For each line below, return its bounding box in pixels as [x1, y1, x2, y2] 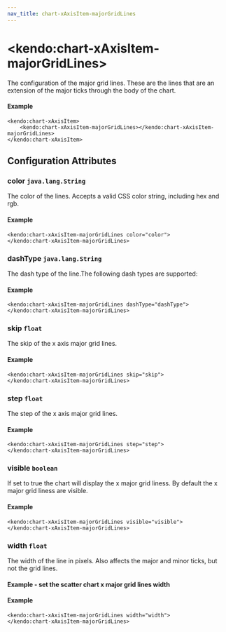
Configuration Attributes [7, 155, 117, 167]
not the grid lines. [7, 564, 58, 572]
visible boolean [7, 464, 58, 473]
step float [7, 394, 43, 403]
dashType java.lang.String [7, 253, 102, 263]
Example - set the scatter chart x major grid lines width [7, 580, 170, 589]
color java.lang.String [7, 176, 86, 186]
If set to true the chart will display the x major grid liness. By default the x [7, 479, 218, 488]
